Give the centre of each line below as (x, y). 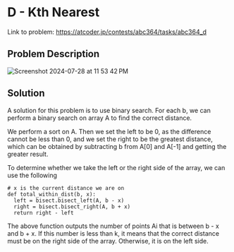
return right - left (44, 212)
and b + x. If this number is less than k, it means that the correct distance (113, 233)
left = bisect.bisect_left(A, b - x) (69, 200)
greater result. (28, 154)
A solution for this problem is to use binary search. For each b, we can (109, 110)
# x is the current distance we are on (66, 188)
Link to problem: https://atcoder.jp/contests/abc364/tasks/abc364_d (107, 32)
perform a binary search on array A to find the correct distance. (100, 118)
